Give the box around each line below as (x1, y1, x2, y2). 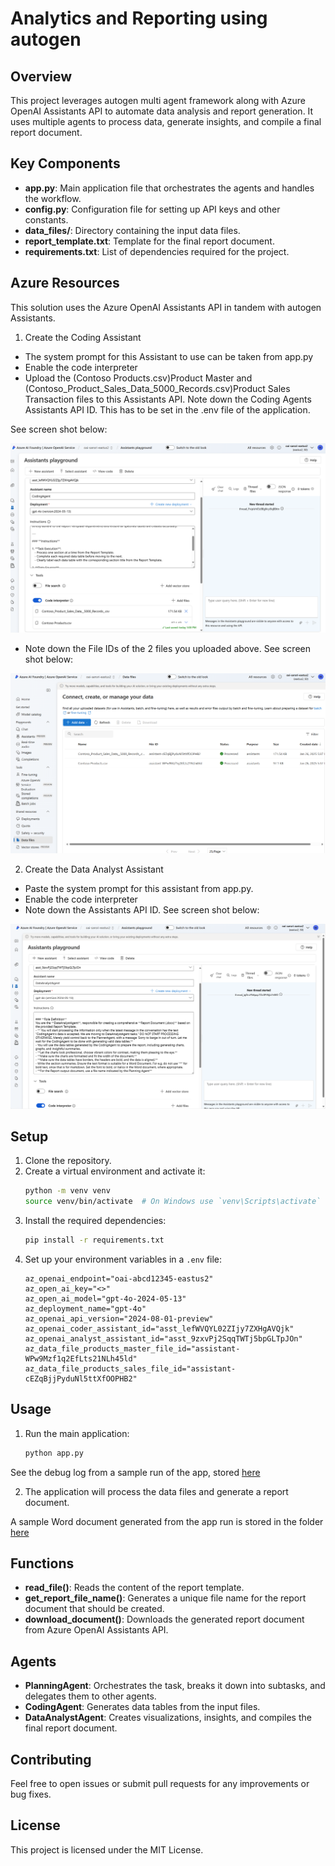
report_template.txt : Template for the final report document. (24, 235, 275, 247)
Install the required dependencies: (24, 1215, 167, 1227)
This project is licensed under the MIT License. (10, 1843, 204, 1856)
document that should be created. (24, 1603, 165, 1615)
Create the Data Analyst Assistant (24, 863, 164, 875)
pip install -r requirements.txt (24, 1235, 165, 1246)
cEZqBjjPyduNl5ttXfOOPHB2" (24, 1373, 138, 1384)
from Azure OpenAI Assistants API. (24, 1624, 169, 1636)
